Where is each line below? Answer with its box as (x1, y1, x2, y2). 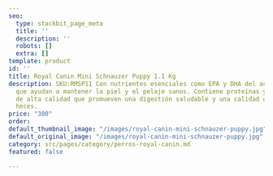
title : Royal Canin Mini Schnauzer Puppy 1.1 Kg (8, 72, 176, 80)
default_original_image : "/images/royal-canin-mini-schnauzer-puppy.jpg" (8, 132, 264, 140)
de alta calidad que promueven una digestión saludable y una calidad (15, 95, 260, 103)
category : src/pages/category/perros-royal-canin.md (8, 140, 191, 148)
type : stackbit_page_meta (15, 19, 104, 28)
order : (8, 118, 31, 126)
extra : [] (15, 49, 49, 58)
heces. (15, 102, 38, 110)
